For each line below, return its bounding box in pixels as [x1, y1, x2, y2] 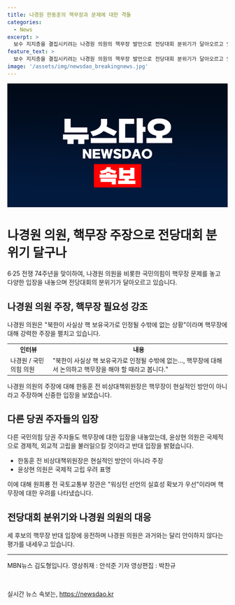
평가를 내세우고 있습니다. [7, 540, 75, 548]
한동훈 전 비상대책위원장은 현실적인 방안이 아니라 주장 [17, 457, 164, 465]
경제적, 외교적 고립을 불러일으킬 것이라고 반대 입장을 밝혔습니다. [20, 441, 194, 450]
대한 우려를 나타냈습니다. [25, 489, 94, 497]
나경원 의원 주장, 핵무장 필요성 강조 [7, 301, 148, 313]
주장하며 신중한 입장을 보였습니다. [20, 390, 112, 399]
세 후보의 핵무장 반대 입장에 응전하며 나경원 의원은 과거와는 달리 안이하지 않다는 [7, 532, 224, 540]
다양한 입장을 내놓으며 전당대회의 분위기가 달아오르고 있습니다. [7, 278, 178, 287]
